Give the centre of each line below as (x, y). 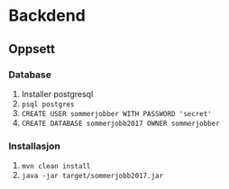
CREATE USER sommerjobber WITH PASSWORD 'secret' (117, 113)
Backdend (47, 16)
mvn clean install (56, 166)
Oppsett (32, 49)
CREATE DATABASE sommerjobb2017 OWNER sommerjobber (120, 123)
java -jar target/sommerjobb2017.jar (92, 176)
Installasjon (34, 146)
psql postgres (48, 104)
